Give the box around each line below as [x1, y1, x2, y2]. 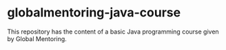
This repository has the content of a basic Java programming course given [7, 27, 219, 36]
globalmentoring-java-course [7, 5, 181, 21]
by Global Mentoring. [7, 34, 67, 42]
